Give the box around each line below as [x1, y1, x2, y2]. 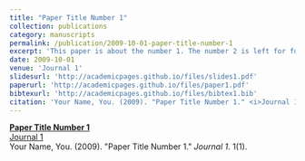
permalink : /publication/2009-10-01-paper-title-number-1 [9, 38, 233, 48]
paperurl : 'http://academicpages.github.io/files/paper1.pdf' [9, 80, 250, 90]
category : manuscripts [9, 30, 95, 39]
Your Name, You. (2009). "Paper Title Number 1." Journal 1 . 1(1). [9, 141, 248, 152]
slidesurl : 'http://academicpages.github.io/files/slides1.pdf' [9, 72, 258, 81]
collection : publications [9, 22, 107, 31]
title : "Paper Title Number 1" [9, 13, 128, 23]
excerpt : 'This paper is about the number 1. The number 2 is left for [9, 47, 286, 56]
